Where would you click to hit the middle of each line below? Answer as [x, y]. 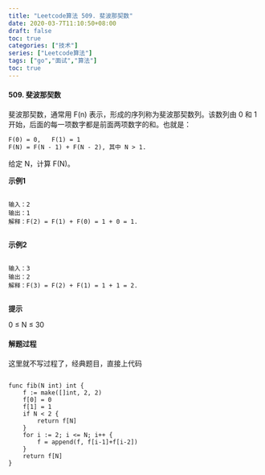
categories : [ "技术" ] [43, 46]
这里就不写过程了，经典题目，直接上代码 [75, 363]
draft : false [30, 31]
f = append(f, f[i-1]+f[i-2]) [88, 442]
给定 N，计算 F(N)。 [41, 163]
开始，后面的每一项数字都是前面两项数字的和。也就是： [100, 124]
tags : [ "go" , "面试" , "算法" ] [53, 61]
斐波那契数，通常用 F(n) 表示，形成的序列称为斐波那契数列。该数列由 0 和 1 [132, 114]
